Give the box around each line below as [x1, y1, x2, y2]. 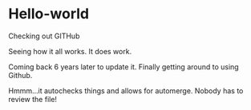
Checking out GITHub [8, 31, 80, 41]
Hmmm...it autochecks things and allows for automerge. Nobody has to [8, 85, 244, 96]
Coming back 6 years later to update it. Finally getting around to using [8, 61, 239, 72]
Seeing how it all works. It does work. [8, 46, 132, 56]
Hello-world [8, 5, 90, 23]
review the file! [8, 94, 58, 104]
